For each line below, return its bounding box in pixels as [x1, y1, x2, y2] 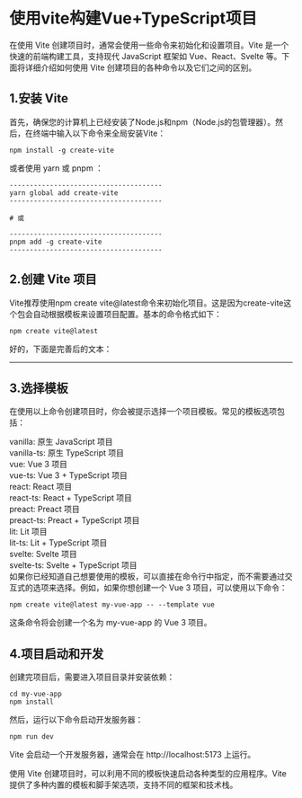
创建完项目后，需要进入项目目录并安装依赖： [9, 671, 175, 683]
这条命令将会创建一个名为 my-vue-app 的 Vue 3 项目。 [9, 617, 212, 628]
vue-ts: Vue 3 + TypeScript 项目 [9, 470, 129, 481]
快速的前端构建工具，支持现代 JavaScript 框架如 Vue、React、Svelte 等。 [9, 50, 282, 61]
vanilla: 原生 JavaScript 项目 [9, 437, 114, 448]
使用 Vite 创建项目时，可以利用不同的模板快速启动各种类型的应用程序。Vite [9, 768, 288, 779]
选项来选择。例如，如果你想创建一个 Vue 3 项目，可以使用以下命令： [32, 582, 288, 593]
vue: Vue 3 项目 [9, 459, 67, 470]
